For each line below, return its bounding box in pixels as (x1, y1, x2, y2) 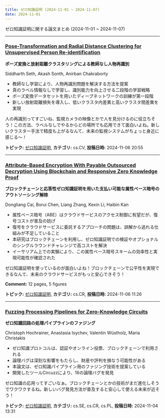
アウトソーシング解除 (5, 192, 48, 198)
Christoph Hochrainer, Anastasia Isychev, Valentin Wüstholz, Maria (5, 330, 140, 336)
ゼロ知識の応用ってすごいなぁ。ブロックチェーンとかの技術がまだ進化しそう (5, 380, 160, 386)
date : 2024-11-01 (5, 12, 41, 17)
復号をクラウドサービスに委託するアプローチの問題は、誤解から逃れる (12, 224, 155, 230)
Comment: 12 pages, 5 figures (5, 281, 67, 287)
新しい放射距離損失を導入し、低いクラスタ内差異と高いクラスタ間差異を (12, 99, 159, 105)
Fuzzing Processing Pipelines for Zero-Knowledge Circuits (5, 309, 148, 315)
